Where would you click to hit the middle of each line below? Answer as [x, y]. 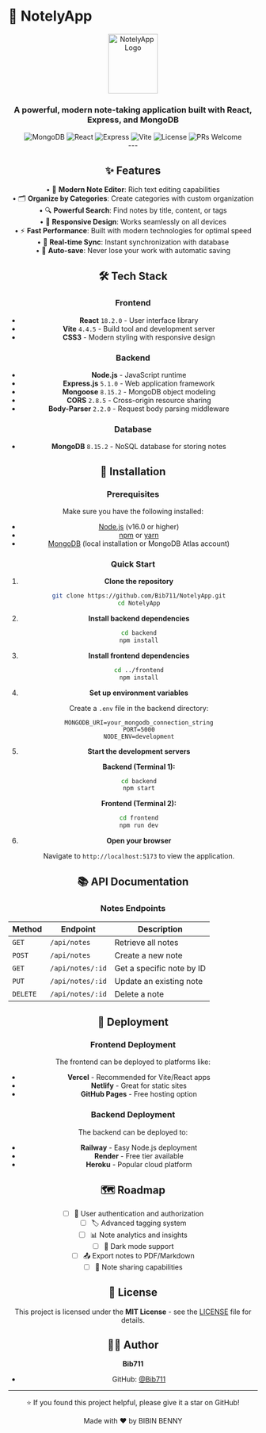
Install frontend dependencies [139, 655]
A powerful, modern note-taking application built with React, [133, 109]
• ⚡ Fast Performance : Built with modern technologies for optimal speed [133, 231]
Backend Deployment [133, 1115]
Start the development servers [139, 751]
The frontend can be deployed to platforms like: [133, 1062]
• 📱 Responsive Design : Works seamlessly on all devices [133, 222]
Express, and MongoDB [133, 120]
